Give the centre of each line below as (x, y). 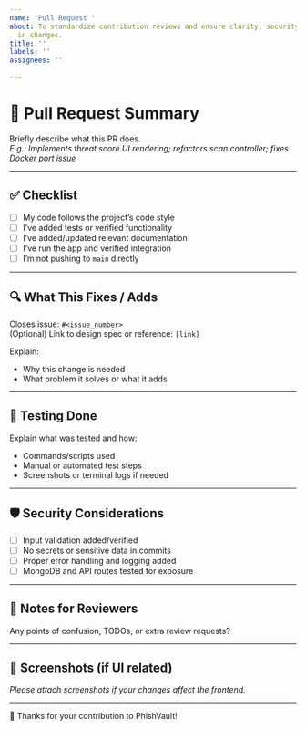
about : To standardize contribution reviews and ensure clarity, (136, 26)
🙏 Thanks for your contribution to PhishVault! (93, 716)
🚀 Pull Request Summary (105, 114)
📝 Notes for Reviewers (74, 609)
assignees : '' (36, 60)
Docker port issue (43, 158)
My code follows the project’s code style (99, 217)
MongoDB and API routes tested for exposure (108, 570)
